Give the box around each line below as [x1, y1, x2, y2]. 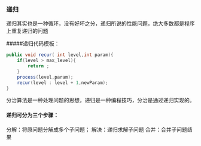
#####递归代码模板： [6, 40, 60, 47]
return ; [28, 63, 50, 69]
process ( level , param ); [17, 74, 74, 80]
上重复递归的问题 [6, 27, 48, 35]
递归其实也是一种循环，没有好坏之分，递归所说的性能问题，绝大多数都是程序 [6, 20, 195, 27]
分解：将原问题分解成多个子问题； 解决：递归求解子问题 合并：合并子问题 [6, 126, 187, 133]
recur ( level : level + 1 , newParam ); [17, 79, 109, 86]
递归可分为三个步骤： [6, 111, 59, 119]
